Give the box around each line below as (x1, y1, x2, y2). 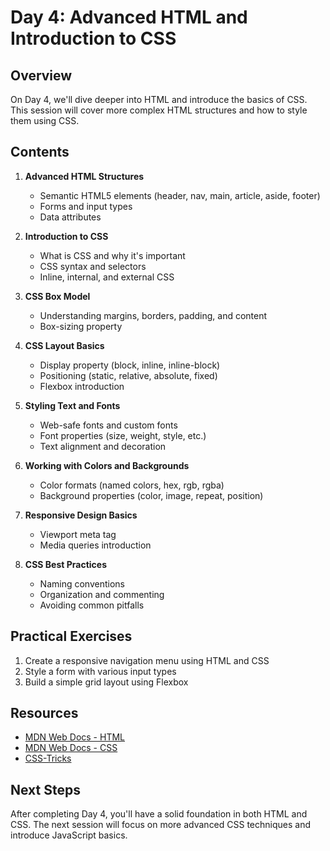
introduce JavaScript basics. (10, 829, 128, 841)
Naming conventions (39, 577, 125, 590)
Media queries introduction (39, 539, 152, 551)
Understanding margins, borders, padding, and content (39, 309, 268, 321)
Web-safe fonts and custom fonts (39, 419, 178, 431)
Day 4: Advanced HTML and (10, 6, 248, 29)
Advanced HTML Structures (24, 170, 145, 182)
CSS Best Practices (24, 558, 107, 570)
